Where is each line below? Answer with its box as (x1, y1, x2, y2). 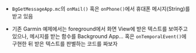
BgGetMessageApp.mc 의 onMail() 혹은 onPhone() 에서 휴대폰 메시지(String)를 (11, 5, 191, 12)
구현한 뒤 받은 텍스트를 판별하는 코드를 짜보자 (11, 40, 118, 47)
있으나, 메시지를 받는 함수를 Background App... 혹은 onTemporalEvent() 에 (11, 33, 187, 40)
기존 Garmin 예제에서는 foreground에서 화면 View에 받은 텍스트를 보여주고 (11, 26, 188, 32)
